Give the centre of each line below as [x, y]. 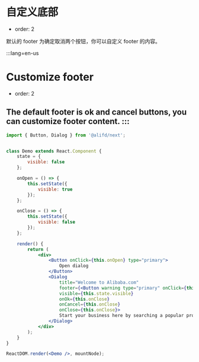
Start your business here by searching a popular [121, 316]
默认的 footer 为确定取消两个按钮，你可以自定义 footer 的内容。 [84, 41]
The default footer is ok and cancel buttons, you [97, 112]
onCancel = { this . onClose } [89, 304]
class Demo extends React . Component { [54, 151]
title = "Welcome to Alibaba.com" [99, 282]
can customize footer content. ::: [68, 121]
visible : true [55, 189]
